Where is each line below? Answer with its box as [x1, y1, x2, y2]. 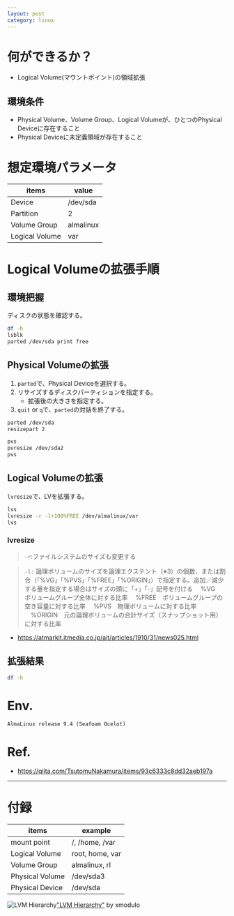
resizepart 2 [7, 426, 45, 433]
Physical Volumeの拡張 [7, 359, 109, 371]
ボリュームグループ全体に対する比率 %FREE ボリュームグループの [24, 593, 224, 601]
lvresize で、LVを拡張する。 [7, 492, 88, 500]
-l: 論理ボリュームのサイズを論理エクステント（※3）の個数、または [24, 566, 220, 576]
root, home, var [71, 849, 122, 859]
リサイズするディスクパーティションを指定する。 [17, 388, 157, 396]
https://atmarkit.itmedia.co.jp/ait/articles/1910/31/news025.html [17, 633, 199, 642]
